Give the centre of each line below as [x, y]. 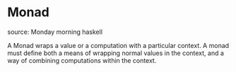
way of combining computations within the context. [82, 60]
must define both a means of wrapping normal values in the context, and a [116, 53]
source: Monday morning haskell [55, 32]
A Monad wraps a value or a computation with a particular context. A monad [118, 45]
